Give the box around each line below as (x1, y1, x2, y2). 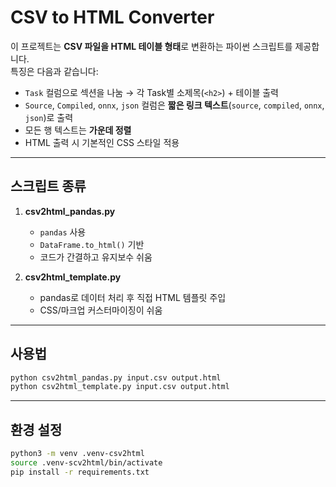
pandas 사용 (39, 226, 87, 238)
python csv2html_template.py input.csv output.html (10, 382, 230, 392)
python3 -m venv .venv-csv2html (10, 449, 145, 459)
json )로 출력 (24, 111, 74, 123)
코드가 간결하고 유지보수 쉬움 (39, 251, 153, 263)
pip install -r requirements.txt (10, 467, 150, 477)
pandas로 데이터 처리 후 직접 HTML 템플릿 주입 (39, 291, 227, 303)
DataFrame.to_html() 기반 (39, 238, 145, 250)
